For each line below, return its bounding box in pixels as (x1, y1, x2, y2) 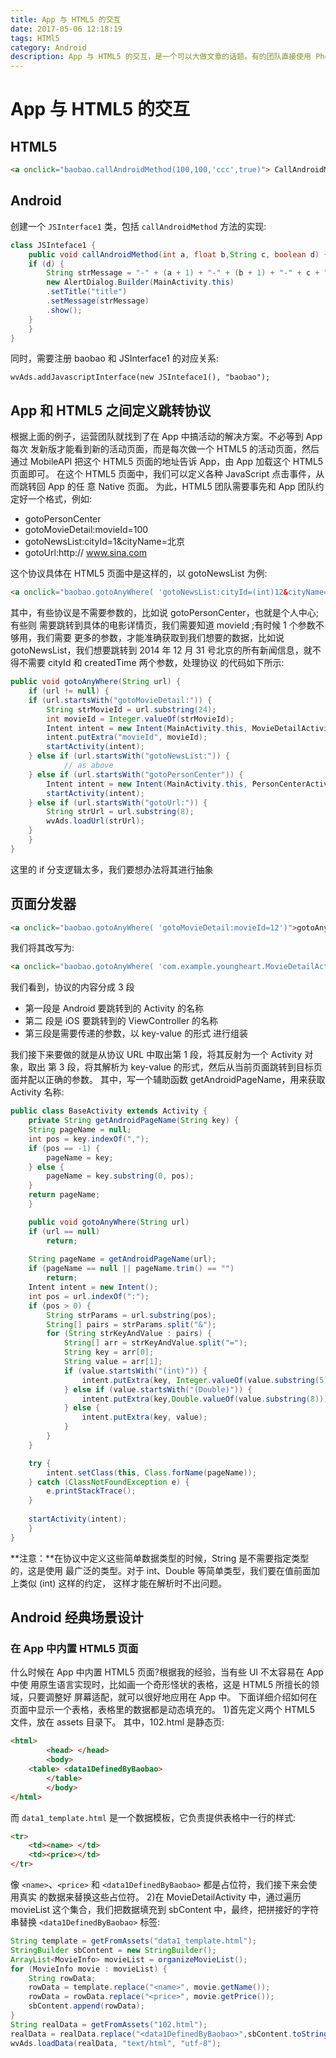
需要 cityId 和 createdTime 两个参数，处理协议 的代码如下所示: (27, 657, 285, 669)
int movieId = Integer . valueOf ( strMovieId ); (46, 714, 235, 724)
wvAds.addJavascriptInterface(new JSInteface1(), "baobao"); (10, 372, 271, 383)
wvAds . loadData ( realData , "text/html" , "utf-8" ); (10, 2038, 222, 2048)
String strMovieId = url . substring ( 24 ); (46, 704, 217, 715)
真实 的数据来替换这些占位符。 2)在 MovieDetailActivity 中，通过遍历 (18, 1891, 302, 1903)
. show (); (46, 305, 83, 315)
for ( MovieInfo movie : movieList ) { (10, 1964, 168, 1974)
